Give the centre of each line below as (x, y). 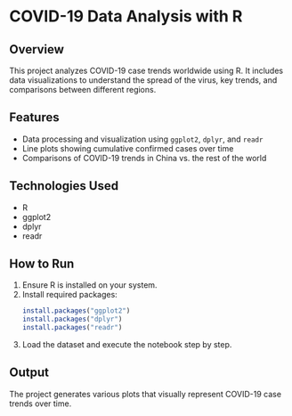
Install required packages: (69, 295)
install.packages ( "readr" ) (72, 328)
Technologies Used (64, 186)
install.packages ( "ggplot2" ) (76, 311)
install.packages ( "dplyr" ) (72, 319)
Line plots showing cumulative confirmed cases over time (128, 148)
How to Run (42, 264)
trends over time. (41, 404)
